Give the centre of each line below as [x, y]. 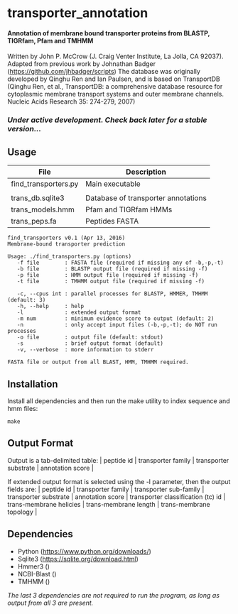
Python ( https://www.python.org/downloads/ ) [84, 551]
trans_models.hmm [43, 209]
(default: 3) [27, 300]
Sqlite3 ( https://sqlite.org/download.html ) [78, 559]
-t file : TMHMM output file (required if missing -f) [110, 282]
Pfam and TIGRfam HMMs [129, 209]
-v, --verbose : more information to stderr [85, 350]
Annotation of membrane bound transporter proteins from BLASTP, [109, 33]
